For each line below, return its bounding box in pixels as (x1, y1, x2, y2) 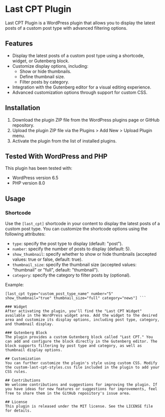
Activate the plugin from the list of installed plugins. (12, 138, 117, 144)
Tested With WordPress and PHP (5, 152, 108, 160)
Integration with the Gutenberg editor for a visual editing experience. (12, 84, 152, 90)
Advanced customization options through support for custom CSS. (12, 89, 148, 95)
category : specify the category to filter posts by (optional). (12, 272, 131, 278)
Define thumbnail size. (19, 73, 66, 80)
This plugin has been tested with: (5, 165, 72, 171)
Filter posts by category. (19, 79, 69, 85)
